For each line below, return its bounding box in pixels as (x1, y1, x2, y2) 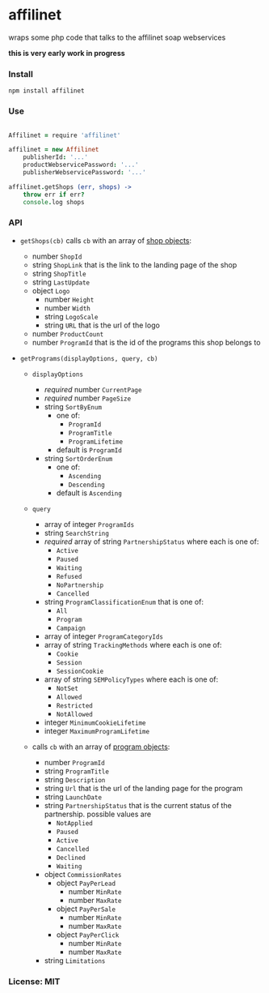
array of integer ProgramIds (44, 519, 135, 529)
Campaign (56, 624, 86, 632)
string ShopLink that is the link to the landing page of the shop (32, 259, 237, 269)
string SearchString (44, 528, 109, 537)
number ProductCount (32, 328, 104, 338)
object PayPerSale (56, 904, 116, 914)
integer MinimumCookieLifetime (44, 717, 146, 727)
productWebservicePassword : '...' (23, 161, 139, 169)
